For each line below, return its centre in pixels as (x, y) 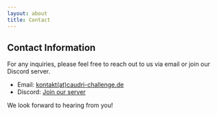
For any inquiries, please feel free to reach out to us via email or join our (109, 64)
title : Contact (29, 20)
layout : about (27, 13)
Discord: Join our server (51, 92)
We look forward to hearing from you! (60, 105)
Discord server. (29, 71)
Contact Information (52, 48)
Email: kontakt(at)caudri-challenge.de (70, 85)
